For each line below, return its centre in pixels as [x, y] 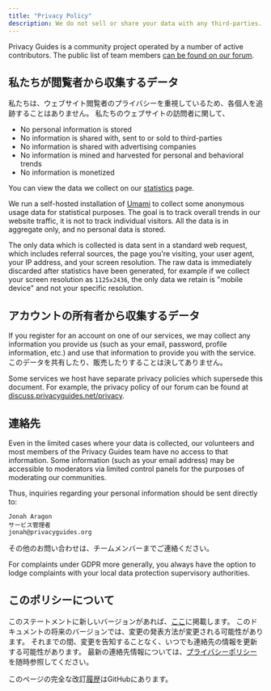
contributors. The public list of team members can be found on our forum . [131, 55]
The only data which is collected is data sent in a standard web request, [128, 245]
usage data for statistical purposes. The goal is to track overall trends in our [135, 213]
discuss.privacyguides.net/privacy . [67, 396]
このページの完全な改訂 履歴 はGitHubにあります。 [91, 679]
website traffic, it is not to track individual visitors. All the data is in [119, 221]
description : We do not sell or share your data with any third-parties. [135, 23]
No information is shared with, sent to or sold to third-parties [121, 138]
